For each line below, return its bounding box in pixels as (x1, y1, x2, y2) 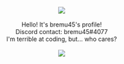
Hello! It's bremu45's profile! (21, 20, 102, 29)
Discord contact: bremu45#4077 (15, 28, 108, 35)
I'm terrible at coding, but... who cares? (6, 35, 117, 43)
